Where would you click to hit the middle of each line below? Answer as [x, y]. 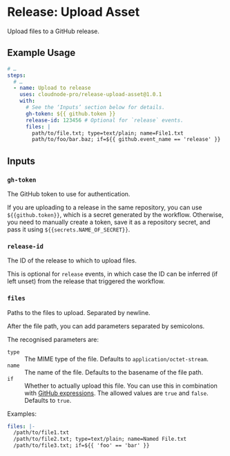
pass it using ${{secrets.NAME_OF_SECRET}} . [69, 229]
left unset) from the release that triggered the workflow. [86, 281]
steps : [17, 75]
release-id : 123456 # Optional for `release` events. [105, 120]
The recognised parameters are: [53, 339]
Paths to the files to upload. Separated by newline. [79, 312]
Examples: [22, 414]
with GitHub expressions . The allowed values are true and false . [116, 393]
